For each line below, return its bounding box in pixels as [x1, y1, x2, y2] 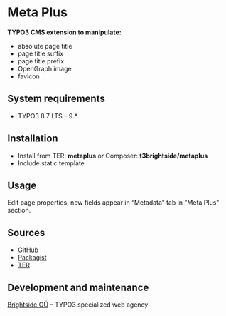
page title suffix [17, 49, 64, 58]
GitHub [17, 245, 39, 254]
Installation [7, 133, 58, 145]
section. [7, 206, 31, 215]
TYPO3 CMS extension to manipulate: [7, 28, 122, 36]
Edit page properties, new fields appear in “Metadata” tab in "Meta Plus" [7, 198, 220, 207]
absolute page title [17, 41, 72, 50]
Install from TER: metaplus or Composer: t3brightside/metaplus [17, 151, 208, 160]
